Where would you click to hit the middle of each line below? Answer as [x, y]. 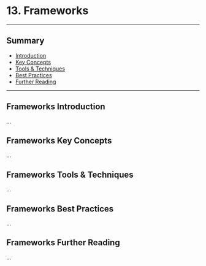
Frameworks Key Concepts [59, 141]
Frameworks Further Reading [63, 243]
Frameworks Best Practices [60, 209]
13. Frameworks [48, 11]
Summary [25, 41]
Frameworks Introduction [56, 107]
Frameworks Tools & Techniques [70, 174]
